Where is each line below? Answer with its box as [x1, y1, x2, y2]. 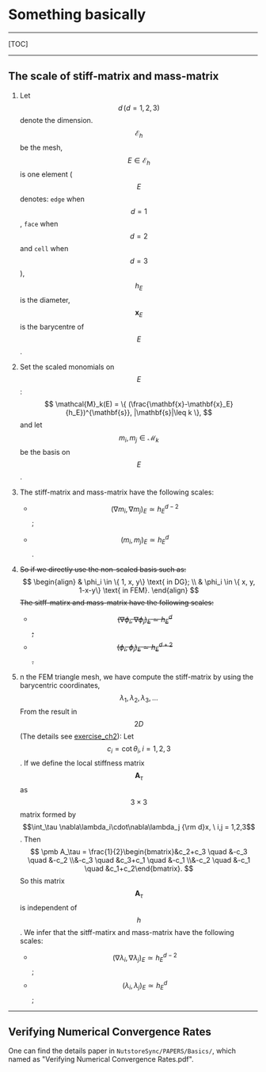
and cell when [19, 244, 69, 254]
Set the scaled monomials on [19, 362, 115, 372]
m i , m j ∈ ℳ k [118, 433, 160, 444]
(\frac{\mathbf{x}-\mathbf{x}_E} [127, 399, 234, 409]
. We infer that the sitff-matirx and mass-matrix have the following [19, 927, 235, 937]
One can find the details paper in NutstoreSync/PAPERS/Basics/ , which [8, 1046, 236, 1055]
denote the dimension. [19, 115, 93, 124]
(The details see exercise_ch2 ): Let [19, 731, 135, 742]
